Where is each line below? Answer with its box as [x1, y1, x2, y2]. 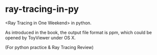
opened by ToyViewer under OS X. [5, 35, 76, 41]
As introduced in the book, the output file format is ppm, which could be [5, 29, 152, 35]
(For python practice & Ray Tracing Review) [5, 44, 94, 50]
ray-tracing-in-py [5, 3, 79, 15]
